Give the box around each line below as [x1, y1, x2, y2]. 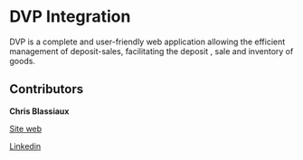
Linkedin [9, 140, 42, 151]
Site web [9, 123, 43, 134]
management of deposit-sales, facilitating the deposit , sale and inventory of [9, 45, 294, 56]
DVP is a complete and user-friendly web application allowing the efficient [9, 36, 286, 47]
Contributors [9, 81, 84, 97]
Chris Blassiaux [9, 106, 70, 117]
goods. [9, 55, 36, 66]
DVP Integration [9, 6, 131, 27]
